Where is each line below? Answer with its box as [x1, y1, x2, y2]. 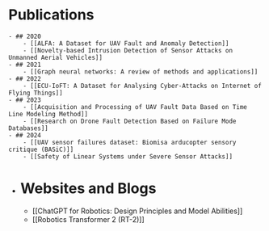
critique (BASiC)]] [8, 145, 74, 153]
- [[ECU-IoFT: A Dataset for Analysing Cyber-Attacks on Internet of [23, 82, 263, 90]
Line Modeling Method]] [8, 110, 89, 118]
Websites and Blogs [19, 179, 157, 198]
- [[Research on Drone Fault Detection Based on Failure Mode [23, 117, 237, 125]
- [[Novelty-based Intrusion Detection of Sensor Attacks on [23, 46, 233, 54]
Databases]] [8, 124, 48, 132]
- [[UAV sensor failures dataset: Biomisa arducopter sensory [23, 138, 237, 146]
